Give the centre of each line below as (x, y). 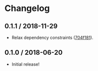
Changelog (27, 8)
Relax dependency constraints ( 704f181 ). (52, 37)
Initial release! (25, 64)
